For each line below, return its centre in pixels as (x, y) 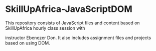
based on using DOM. (28, 43)
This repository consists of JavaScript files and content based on (72, 23)
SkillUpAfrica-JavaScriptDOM (69, 9)
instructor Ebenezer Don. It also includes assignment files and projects (78, 38)
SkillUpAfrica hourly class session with (45, 28)
